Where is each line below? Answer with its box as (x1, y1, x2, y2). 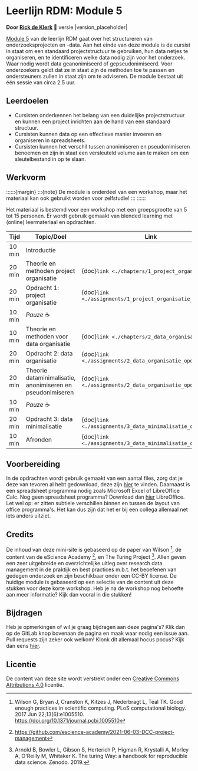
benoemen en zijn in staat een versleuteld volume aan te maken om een (14, 149, 189, 156)
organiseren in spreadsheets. (14, 137, 86, 144)
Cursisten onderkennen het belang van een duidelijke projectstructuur (14, 111, 185, 118)
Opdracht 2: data (25, 349, 73, 357)
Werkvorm (6, 173, 46, 183)
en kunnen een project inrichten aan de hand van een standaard (14, 118, 171, 125)
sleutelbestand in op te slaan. (14, 155, 87, 163)
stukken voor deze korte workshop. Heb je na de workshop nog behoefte (6, 585, 184, 592)
